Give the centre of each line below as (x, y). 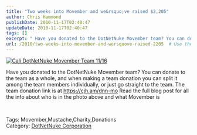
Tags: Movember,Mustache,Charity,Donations (61, 119)
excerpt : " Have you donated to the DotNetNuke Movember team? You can (95, 39)
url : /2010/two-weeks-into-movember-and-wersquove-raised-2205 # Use (94, 44)
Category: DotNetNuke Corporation (49, 126)
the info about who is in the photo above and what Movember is (83, 96)
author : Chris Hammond (34, 17)
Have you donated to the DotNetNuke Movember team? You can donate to (96, 72)
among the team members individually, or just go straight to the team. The (95, 84)
